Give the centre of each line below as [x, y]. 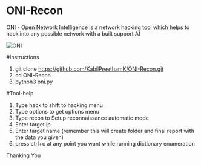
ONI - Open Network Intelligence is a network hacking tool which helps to [98, 27]
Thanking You [24, 155]
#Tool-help [20, 93]
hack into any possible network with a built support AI [73, 33]
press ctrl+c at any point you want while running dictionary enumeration [105, 143]
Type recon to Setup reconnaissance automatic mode [82, 118]
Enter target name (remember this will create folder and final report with [105, 131]
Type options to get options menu [57, 111]
